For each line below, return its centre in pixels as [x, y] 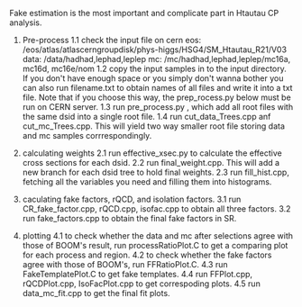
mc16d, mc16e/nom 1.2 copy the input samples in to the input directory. [154, 68]
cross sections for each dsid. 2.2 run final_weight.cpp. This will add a [151, 163]
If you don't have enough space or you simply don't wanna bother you [153, 78]
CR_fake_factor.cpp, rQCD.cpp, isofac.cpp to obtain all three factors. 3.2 [156, 209]
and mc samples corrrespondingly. [87, 135]
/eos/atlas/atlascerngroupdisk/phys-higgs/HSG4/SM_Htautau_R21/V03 [154, 50]
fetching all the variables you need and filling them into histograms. [147, 182]
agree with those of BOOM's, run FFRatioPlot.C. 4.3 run [125, 264]
